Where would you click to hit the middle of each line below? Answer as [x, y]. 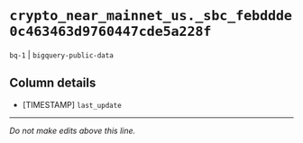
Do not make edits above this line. [73, 130]
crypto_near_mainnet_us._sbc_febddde [151, 16]
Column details [53, 83]
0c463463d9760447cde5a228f [110, 32]
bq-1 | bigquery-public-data [62, 54]
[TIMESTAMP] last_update [72, 104]
